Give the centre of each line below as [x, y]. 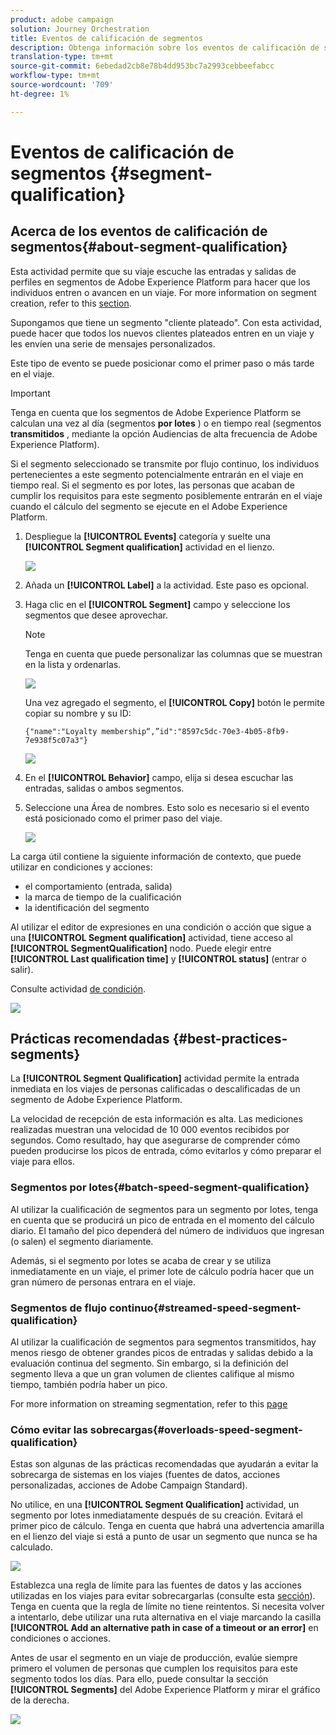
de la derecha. [40, 1700]
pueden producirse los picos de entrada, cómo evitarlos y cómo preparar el [166, 1151]
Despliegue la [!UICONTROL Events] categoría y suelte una [147, 536]
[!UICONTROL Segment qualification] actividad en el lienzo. [149, 547]
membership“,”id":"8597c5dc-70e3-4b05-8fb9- [195, 731]
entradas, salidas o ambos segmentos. [104, 788]
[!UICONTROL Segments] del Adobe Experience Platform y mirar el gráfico [165, 1690]
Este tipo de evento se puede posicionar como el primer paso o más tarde [162, 363]
